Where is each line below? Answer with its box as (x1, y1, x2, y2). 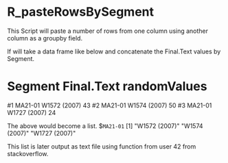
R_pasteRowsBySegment (7, 4, 155, 20)
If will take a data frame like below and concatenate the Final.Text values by (7, 47, 221, 55)
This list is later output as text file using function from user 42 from (7, 142, 196, 151)
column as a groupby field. (7, 34, 83, 42)
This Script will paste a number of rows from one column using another (7, 27, 208, 35)
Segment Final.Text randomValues (7, 79, 207, 95)
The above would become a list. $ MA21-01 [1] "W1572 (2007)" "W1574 (7, 121, 204, 130)
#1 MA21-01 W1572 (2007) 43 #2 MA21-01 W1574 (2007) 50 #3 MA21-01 (7, 101, 212, 110)
